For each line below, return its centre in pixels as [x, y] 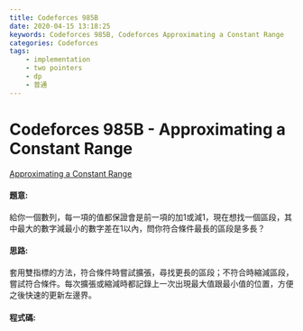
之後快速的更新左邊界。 [53, 295]
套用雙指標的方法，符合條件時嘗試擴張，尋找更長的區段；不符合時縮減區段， [151, 272]
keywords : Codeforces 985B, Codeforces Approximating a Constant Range [147, 34]
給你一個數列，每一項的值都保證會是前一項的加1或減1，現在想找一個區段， [147, 216]
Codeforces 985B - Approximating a [147, 129]
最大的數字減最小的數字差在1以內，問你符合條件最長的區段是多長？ [141, 228]
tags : [19, 51]
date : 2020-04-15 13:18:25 [60, 26]
